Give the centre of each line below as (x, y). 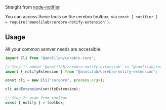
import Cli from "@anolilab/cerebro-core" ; (51, 58)
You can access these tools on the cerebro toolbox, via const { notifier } (82, 16)
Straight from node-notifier (33, 7)
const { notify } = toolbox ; (35, 103)
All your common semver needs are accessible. (53, 49)
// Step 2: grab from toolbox (36, 98)
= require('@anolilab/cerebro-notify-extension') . (58, 22)
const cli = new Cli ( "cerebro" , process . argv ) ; (55, 81)
